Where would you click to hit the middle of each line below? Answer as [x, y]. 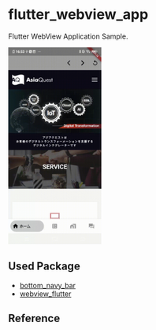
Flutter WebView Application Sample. [68, 36]
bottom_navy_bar [48, 285]
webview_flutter [45, 294]
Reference [34, 319]
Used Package [44, 267]
